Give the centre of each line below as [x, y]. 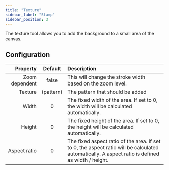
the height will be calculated [101, 127]
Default [52, 69]
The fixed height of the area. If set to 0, [114, 121]
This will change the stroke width [107, 77]
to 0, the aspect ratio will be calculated [113, 148]
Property [26, 69]
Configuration [28, 55]
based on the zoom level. [97, 83]
